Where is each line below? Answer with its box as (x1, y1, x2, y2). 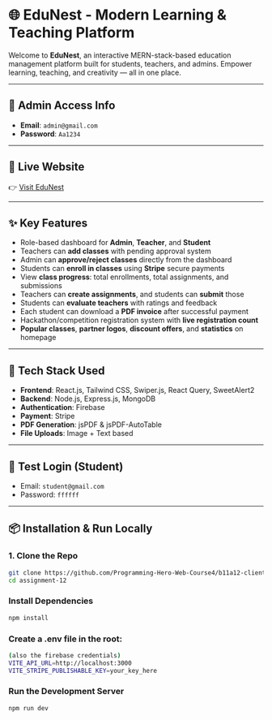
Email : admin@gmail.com (19, 120, 99, 130)
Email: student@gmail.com (19, 481, 104, 490)
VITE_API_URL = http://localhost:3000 (8, 659, 132, 667)
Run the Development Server (8, 686, 125, 697)
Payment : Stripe (19, 412, 75, 421)
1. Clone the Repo (8, 550, 79, 562)
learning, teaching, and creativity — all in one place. (8, 67, 182, 77)
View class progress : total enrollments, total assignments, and (19, 272, 229, 282)
